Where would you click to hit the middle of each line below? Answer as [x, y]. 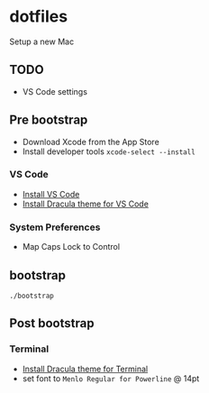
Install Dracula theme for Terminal [85, 369]
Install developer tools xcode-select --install [109, 151]
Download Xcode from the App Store [91, 142]
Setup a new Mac [42, 41]
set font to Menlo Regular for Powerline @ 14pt [111, 378]
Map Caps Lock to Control [71, 247]
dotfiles [39, 17]
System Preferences [55, 227]
